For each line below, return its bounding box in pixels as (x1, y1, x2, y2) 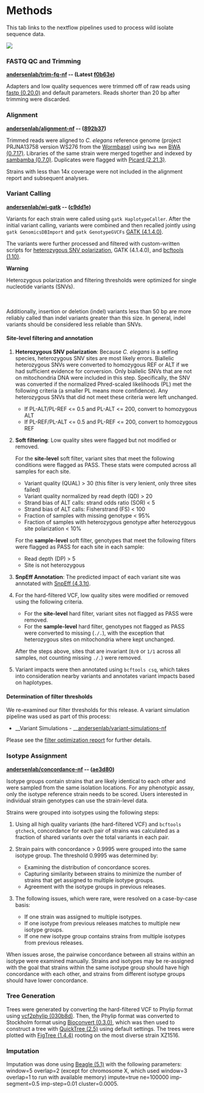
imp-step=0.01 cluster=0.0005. (41, 1080, 119, 1088)
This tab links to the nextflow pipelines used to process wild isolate (6, 24, 174, 31)
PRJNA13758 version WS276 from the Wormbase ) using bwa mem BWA (6, 143, 181, 150)
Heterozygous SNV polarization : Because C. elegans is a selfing (15, 348, 178, 355)
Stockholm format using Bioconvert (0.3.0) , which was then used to (6, 1019, 175, 1026)
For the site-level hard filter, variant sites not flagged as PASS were (24, 610, 193, 618)
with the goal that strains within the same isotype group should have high (6, 964, 189, 971)
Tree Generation (6, 992, 56, 1000)
